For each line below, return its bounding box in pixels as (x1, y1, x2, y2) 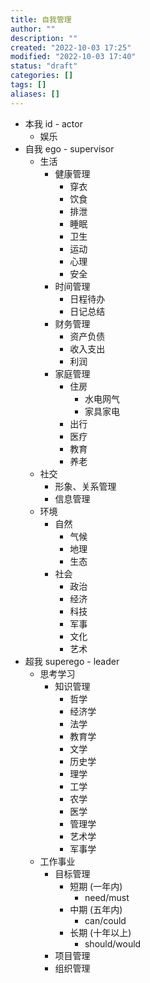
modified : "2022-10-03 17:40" (10, 52, 137, 62)
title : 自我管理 (10, 14, 72, 25)
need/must (84, 891, 130, 903)
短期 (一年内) (69, 880, 123, 892)
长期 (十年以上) (69, 926, 132, 938)
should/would (84, 937, 142, 950)
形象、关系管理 (54, 480, 117, 492)
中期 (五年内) (69, 903, 123, 915)
